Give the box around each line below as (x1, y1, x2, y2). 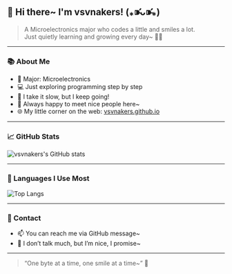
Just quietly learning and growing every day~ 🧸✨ (23, 32, 163, 41)
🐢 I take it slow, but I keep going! (17, 92, 110, 101)
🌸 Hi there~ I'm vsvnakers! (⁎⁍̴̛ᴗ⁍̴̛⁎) (7, 6, 160, 18)
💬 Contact (7, 213, 41, 223)
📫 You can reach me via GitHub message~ (17, 229, 140, 237)
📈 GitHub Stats (7, 132, 60, 141)
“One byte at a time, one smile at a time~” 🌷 (23, 259, 148, 267)
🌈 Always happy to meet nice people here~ (17, 100, 140, 108)
